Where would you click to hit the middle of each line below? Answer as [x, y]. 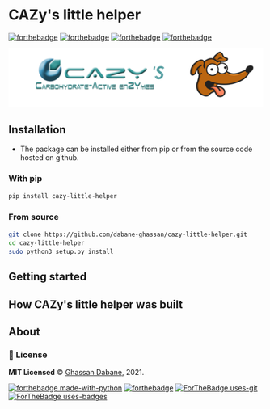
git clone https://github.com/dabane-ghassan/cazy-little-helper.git [128, 235]
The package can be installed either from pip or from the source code [136, 149]
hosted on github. [49, 157]
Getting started [48, 277]
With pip [25, 178]
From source [34, 217]
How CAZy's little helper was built [96, 304]
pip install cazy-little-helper [63, 196]
